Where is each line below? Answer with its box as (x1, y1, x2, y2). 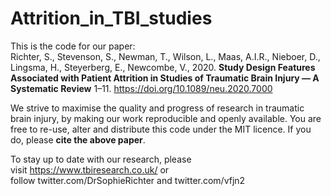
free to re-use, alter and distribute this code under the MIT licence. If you (10, 123, 312, 135)
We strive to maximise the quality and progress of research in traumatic (10, 102, 305, 114)
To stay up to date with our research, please (10, 153, 192, 165)
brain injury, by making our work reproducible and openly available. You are (10, 112, 322, 124)
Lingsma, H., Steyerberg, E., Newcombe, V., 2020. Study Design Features (10, 61, 316, 73)
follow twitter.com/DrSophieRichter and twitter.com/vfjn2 (10, 174, 246, 186)
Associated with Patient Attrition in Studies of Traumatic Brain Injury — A (10, 72, 320, 84)
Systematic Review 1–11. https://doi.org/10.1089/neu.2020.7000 (10, 82, 273, 94)
